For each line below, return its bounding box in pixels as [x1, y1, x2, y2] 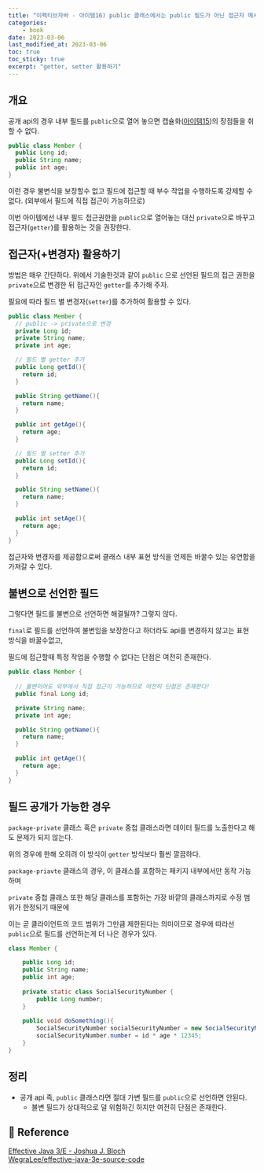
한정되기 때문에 [22, 902, 69, 912]
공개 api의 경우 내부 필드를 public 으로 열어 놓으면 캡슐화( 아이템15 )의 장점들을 [8, 116, 246, 126]
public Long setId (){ [15, 457, 86, 465]
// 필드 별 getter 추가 [15, 356, 85, 364]
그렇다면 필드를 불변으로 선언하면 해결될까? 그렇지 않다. [8, 609, 178, 618]
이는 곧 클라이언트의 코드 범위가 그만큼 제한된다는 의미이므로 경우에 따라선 [8, 919, 235, 928]
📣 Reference [8, 1126, 69, 1139]
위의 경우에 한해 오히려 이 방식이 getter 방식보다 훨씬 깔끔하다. [8, 849, 201, 858]
